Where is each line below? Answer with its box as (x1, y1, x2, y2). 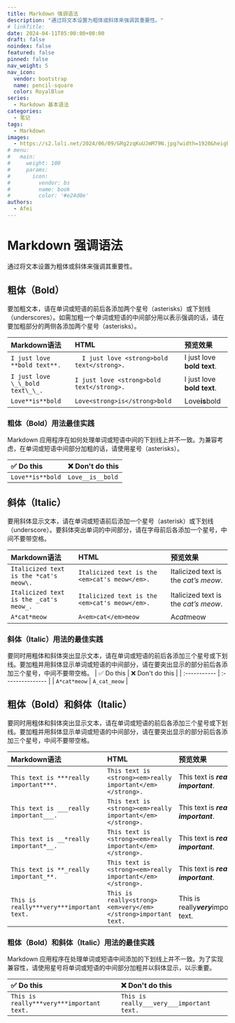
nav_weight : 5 (7, 62, 49, 69)
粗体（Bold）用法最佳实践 (7, 418, 95, 428)
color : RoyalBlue (13, 88, 64, 95)
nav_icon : (7, 69, 36, 76)
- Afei (13, 206, 33, 213)
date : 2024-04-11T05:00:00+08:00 (7, 29, 105, 37)
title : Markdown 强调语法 (7, 10, 79, 17)
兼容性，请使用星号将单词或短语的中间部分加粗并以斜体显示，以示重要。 (7, 964, 215, 972)
